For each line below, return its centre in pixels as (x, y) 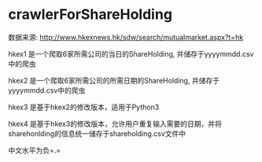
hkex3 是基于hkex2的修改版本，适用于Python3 (84, 107)
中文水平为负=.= (35, 150)
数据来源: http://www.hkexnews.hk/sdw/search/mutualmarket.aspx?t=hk (126, 37)
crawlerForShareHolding (90, 15)
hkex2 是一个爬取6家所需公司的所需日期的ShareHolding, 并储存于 (114, 80)
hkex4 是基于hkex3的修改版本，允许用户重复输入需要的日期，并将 (115, 123)
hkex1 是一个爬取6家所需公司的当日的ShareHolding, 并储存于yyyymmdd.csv (131, 53)
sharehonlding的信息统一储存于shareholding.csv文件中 (97, 133)
